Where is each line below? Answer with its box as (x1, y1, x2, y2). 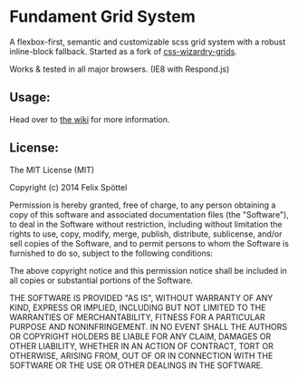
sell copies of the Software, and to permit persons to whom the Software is (9, 237, 290, 248)
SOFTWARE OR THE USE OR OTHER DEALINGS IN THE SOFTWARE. (9, 360, 264, 371)
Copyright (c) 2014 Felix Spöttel (9, 181, 128, 192)
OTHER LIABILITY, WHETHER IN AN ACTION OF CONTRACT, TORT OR (9, 340, 274, 351)
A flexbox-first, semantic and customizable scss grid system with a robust (9, 36, 286, 47)
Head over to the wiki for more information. (9, 113, 170, 124)
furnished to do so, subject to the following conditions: (9, 247, 213, 258)
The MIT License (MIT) (9, 164, 95, 175)
